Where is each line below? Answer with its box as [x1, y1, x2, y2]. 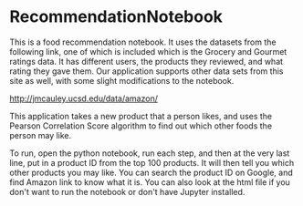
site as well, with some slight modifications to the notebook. [9, 75, 235, 86]
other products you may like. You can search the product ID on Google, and [9, 167, 294, 178]
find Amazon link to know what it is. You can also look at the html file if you [9, 176, 290, 188]
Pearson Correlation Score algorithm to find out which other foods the [9, 120, 272, 131]
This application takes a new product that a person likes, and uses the [9, 110, 273, 121]
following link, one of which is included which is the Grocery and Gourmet [9, 46, 287, 57]
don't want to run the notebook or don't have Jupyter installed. [9, 186, 246, 197]
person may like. [9, 129, 72, 140]
